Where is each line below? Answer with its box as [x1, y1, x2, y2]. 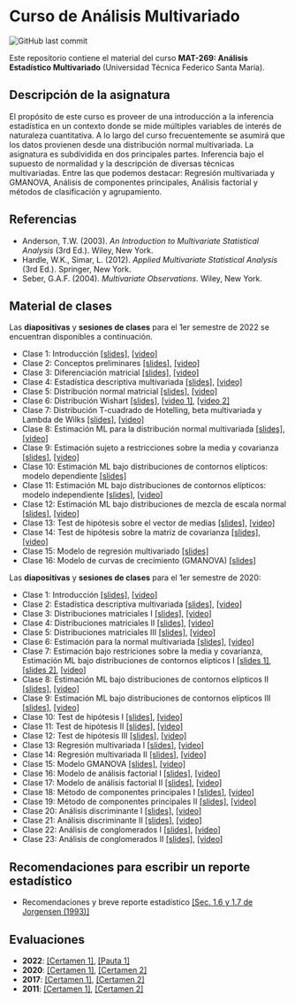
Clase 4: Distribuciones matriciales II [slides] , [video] [21, 617, 215, 629]
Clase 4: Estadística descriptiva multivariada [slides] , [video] [21, 377, 243, 387]
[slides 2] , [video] [21, 665, 87, 676]
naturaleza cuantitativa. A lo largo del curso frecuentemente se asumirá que [9, 130, 285, 141]
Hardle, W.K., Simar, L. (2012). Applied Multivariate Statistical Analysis [21, 254, 278, 264]
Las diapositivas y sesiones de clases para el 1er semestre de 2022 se [9, 322, 269, 333]
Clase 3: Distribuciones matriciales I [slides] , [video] [21, 609, 212, 619]
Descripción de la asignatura [9, 88, 170, 103]
